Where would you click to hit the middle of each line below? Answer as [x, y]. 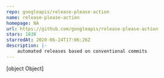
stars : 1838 [21, 34]
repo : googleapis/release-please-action [58, 12]
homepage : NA [23, 23]
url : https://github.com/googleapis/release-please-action [82, 29]
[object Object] [25, 68]
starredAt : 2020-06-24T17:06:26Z [48, 40]
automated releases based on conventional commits [82, 51]
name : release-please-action [43, 18]
